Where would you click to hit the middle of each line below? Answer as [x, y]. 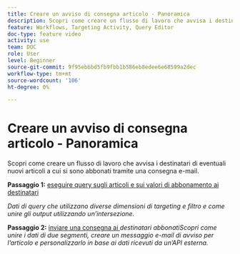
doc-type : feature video [44, 34]
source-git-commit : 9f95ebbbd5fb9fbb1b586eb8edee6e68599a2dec [102, 67]
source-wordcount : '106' [44, 80]
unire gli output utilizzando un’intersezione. [71, 214]
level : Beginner [31, 61]
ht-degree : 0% [29, 87]
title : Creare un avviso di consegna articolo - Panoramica [99, 14]
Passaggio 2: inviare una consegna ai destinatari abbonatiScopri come [112, 228]
